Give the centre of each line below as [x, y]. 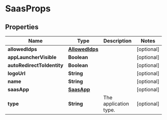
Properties [22, 27]
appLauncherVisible [32, 57]
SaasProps [28, 9]
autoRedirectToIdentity [36, 65]
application [116, 104]
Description [118, 41]
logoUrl [17, 73]
